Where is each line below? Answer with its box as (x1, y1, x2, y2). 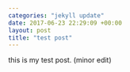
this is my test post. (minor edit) (8, 55, 113, 65)
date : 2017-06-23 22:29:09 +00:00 (8, 19, 123, 27)
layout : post (8, 26, 52, 34)
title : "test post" (8, 33, 73, 42)
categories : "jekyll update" (8, 11, 105, 20)
